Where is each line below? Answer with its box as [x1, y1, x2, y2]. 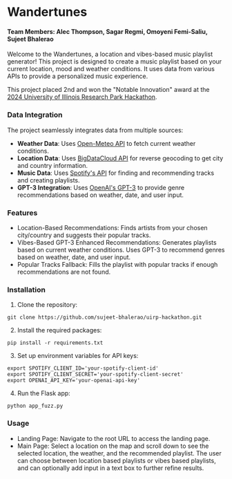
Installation [7, 285, 46, 294]
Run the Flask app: [17, 389, 70, 397]
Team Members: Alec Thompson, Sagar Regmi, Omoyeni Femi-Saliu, [7, 27, 208, 35]
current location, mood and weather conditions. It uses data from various [7, 65, 215, 73]
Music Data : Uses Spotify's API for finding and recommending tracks [17, 169, 215, 177]
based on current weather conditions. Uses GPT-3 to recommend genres [17, 245, 226, 254]
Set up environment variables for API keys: [17, 352, 139, 360]
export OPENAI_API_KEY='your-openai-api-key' [7, 377, 140, 384]
